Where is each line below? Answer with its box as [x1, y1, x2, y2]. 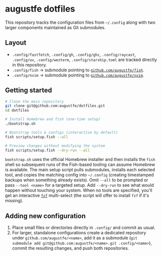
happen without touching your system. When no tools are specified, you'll [5, 188, 153, 193]
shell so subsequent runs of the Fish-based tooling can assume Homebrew [5, 161, 155, 168]
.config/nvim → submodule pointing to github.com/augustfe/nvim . [12, 72, 145, 78]
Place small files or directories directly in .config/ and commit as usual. [12, 224, 156, 231]
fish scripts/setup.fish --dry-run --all [5, 148, 90, 153]
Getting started [5, 86, 52, 95]
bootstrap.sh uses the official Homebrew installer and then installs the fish [5, 157, 156, 162]
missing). [5, 198, 23, 204]
